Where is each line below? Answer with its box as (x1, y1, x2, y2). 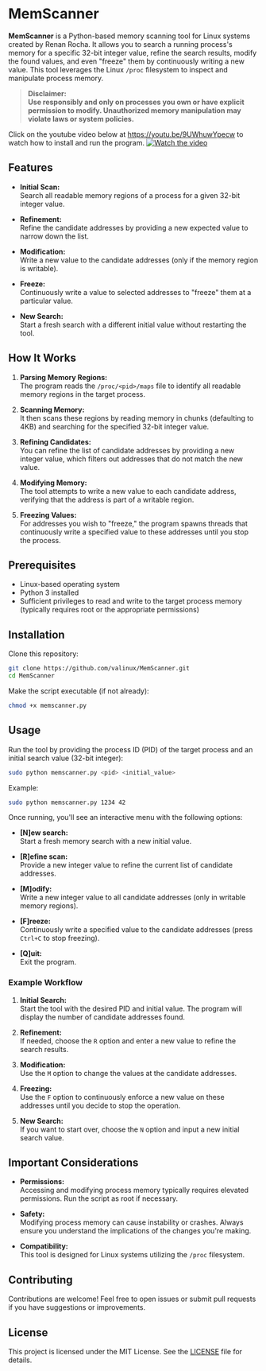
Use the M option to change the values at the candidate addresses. (19, 1068, 237, 1078)
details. (8, 1355, 33, 1365)
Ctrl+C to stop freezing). (19, 934, 100, 943)
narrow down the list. (19, 231, 90, 241)
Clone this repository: (8, 649, 79, 658)
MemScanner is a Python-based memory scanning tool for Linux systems (8, 31, 251, 41)
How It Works (8, 351, 77, 365)
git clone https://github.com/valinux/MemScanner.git (8, 665, 191, 673)
